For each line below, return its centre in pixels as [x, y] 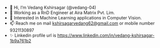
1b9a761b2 [20, 41]
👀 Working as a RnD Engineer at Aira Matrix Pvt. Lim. [62, 13]
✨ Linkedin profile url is [33, 35]
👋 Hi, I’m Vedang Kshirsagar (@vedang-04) [53, 8]
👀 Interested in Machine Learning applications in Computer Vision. [76, 18]
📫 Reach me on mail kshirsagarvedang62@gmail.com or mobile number [82, 23]
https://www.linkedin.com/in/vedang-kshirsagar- [106, 35]
